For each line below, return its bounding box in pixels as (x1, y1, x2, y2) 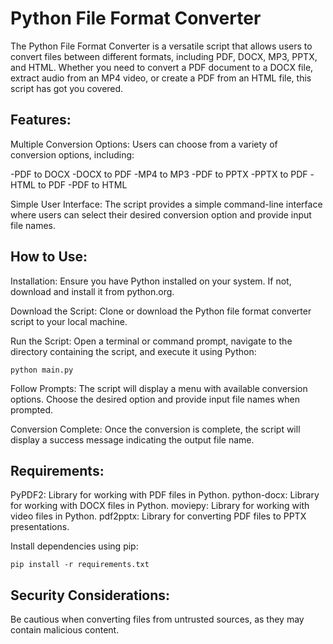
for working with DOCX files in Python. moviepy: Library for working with (10, 500, 310, 512)
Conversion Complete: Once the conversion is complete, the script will (10, 423, 301, 435)
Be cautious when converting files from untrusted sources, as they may (10, 613, 305, 626)
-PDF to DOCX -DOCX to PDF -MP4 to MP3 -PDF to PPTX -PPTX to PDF (10, 168, 308, 180)
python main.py (10, 365, 74, 375)
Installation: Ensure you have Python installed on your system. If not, (10, 275, 292, 287)
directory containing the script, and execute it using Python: (10, 345, 257, 357)
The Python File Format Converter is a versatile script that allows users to (10, 40, 313, 52)
